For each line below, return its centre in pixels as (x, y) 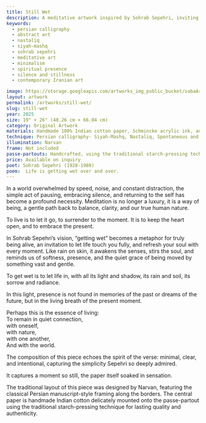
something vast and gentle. (41, 264)
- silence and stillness (44, 75)
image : (15, 92)
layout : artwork (27, 97)
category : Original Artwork (42, 125)
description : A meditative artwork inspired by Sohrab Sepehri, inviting (103, 18)
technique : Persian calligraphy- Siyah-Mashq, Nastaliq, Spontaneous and (103, 137)
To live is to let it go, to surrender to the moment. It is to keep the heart (95, 220)
